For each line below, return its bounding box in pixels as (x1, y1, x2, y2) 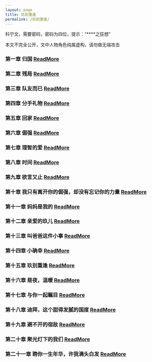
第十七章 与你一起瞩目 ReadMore (5, 292, 85, 299)
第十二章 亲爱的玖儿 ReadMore (5, 218, 80, 225)
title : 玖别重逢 (5, 12, 36, 17)
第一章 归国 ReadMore (5, 56, 59, 63)
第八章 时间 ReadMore (5, 159, 59, 166)
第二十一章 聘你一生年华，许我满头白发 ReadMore (5, 350, 126, 357)
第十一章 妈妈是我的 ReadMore (5, 203, 80, 210)
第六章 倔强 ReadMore (5, 129, 59, 136)
